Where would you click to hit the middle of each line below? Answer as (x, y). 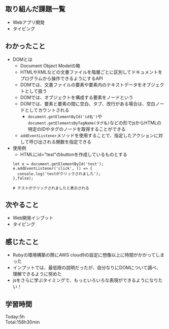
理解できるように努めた (37, 274)
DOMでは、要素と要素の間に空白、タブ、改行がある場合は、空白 (88, 103)
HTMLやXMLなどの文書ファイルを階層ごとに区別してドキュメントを (91, 72)
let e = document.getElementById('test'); (58, 164)
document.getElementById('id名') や (65, 116)
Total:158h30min (23, 322)
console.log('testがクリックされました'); (59, 174)
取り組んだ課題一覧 (35, 9)
